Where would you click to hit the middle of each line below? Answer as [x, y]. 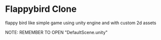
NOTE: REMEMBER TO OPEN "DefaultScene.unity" [56, 32]
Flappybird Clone [41, 9]
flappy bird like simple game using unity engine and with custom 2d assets [81, 23]
